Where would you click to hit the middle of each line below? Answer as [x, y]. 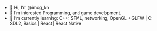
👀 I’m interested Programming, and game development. [65, 13]
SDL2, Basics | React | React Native [46, 23]
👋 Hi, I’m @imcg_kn [29, 8]
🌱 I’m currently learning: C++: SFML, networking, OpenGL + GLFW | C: [81, 18]
